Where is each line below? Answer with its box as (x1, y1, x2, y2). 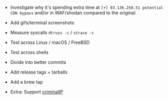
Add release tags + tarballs (10, 69, 68, 75)
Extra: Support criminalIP (10, 89, 63, 95)
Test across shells (10, 49, 49, 55)
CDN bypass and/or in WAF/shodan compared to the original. (10, 10, 137, 16)
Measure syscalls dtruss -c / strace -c (10, 30, 94, 35)
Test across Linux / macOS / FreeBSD (10, 39, 90, 45)
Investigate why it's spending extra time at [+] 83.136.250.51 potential (10, 5, 163, 10)
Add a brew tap (10, 79, 43, 85)
